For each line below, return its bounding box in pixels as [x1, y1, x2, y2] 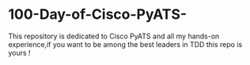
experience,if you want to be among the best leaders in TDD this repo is [8, 39, 243, 49]
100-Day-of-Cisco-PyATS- [8, 5, 187, 23]
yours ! [8, 48, 31, 57]
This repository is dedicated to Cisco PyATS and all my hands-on [8, 31, 220, 41]
